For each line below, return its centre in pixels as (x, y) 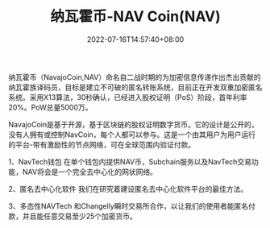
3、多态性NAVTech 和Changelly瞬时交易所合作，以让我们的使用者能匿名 (128, 205)
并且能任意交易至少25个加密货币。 (79, 216)
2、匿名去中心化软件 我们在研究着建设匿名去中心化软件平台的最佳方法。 (128, 189)
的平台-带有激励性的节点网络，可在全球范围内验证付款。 (102, 144)
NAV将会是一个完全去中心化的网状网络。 (89, 172)
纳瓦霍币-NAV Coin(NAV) (135, 17)
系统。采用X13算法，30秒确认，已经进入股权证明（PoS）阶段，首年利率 (128, 97)
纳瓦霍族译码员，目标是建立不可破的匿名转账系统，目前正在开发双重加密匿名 (135, 87)
